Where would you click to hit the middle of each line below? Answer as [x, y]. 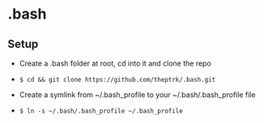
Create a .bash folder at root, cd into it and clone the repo [115, 63]
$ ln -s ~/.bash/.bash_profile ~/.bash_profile [101, 111]
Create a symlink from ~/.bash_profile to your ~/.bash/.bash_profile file [137, 95]
